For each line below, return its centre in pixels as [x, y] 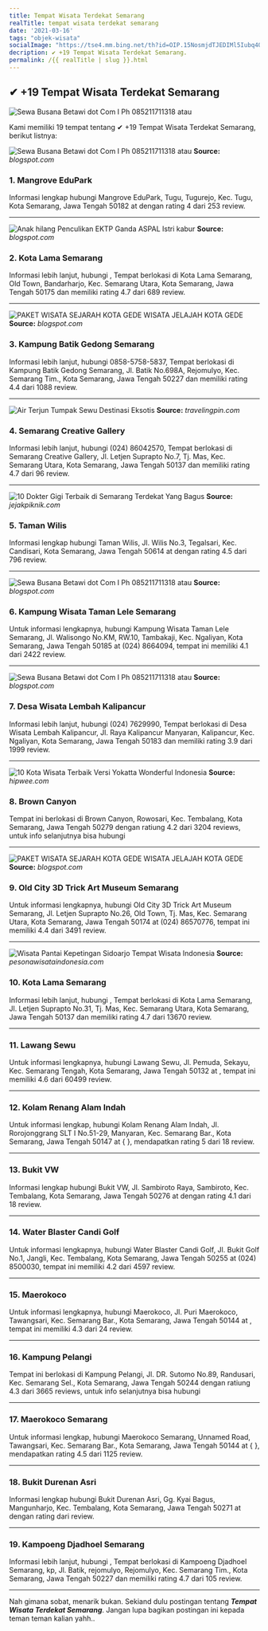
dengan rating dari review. [52, 1516]
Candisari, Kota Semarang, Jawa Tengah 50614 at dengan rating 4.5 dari [128, 552]
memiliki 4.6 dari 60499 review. [60, 1079]
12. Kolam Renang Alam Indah [68, 1107]
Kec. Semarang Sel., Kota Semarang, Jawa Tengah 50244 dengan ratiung [130, 1383]
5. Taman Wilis [38, 525]
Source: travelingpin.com [198, 410]
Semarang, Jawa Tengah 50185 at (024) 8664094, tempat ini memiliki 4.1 [129, 646]
